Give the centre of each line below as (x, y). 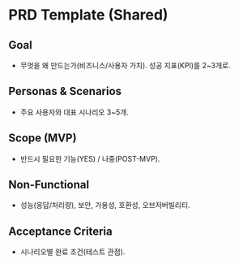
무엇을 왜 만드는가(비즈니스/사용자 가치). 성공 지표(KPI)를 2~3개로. (125, 65)
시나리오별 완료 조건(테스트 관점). (73, 252)
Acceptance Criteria (60, 231)
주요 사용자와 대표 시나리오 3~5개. (75, 112)
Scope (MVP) (43, 138)
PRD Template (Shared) (88, 15)
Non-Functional (49, 185)
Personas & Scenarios (65, 91)
